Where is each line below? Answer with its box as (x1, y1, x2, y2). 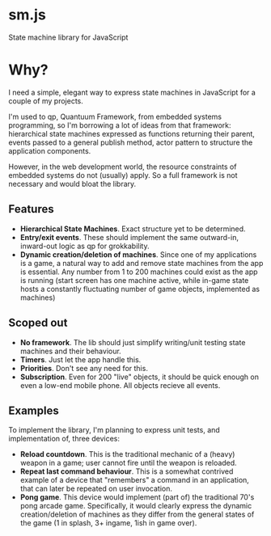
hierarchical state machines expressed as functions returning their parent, (8, 129, 255, 138)
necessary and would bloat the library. (8, 179, 137, 188)
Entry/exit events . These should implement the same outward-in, (19, 232, 239, 242)
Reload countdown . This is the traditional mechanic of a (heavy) (19, 449, 235, 459)
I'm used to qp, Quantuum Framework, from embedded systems (8, 112, 222, 121)
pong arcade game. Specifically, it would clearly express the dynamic (19, 501, 252, 511)
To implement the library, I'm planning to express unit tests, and (8, 425, 220, 435)
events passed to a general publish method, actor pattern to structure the (8, 137, 253, 147)
